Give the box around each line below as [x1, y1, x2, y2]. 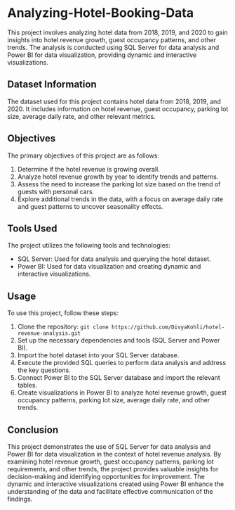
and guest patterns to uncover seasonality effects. [17, 202, 163, 210]
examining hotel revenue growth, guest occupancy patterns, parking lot [7, 457, 214, 466]
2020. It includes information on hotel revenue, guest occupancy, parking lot [7, 104, 229, 113]
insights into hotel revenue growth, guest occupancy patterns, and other [7, 35, 216, 44]
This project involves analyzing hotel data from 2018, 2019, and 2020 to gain [7, 28, 228, 37]
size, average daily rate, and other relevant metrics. [7, 112, 156, 120]
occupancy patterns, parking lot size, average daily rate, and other [17, 396, 210, 404]
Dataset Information [7, 79, 97, 91]
